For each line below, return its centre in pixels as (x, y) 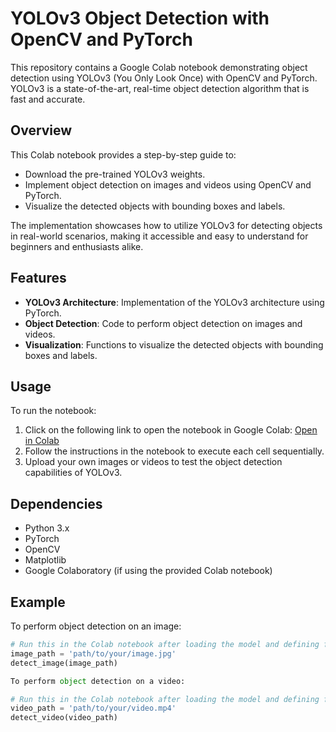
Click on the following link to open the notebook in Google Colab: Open (171, 430)
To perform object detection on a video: (98, 681)
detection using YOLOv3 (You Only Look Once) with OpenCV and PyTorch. (164, 78)
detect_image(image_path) (64, 663)
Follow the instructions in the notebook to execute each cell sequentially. (174, 451)
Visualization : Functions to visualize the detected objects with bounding (174, 344)
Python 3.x (47, 528)
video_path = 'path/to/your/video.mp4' (93, 708)
